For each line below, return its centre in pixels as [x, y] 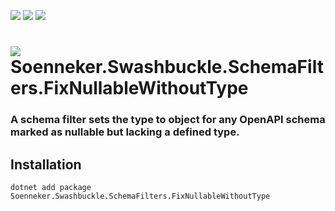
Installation [46, 164]
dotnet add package [51, 187]
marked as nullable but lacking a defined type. [125, 132]
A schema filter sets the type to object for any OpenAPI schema [168, 120]
